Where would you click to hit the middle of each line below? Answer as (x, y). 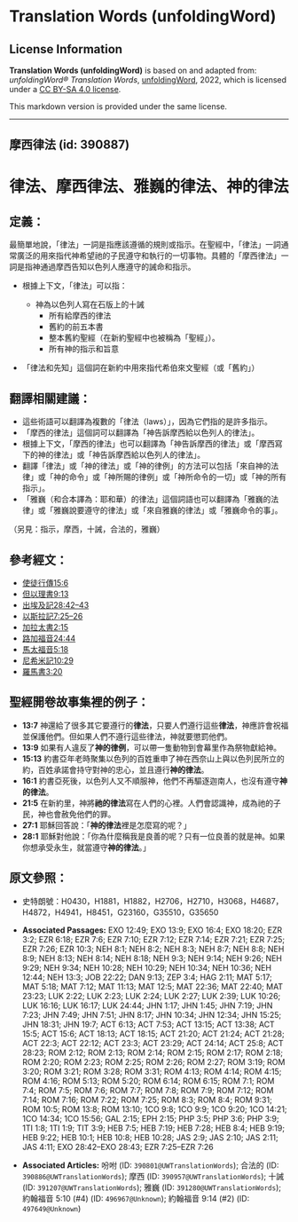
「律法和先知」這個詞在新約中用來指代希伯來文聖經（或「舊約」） (141, 368)
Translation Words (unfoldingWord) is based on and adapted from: (133, 70)
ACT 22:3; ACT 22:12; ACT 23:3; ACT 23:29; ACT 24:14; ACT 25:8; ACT (153, 1043)
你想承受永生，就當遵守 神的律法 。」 (86, 847)
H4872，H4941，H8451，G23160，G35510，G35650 (120, 912)
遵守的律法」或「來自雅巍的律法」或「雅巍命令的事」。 (183, 510)
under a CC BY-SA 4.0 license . (65, 89)
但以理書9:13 (45, 594)
